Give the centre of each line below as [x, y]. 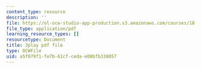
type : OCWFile [24, 51]
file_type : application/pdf [41, 28]
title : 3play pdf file [35, 46]
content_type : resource [36, 12]
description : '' [26, 17]
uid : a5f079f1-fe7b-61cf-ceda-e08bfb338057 [62, 56]
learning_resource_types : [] [43, 34]
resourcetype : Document [36, 40]
